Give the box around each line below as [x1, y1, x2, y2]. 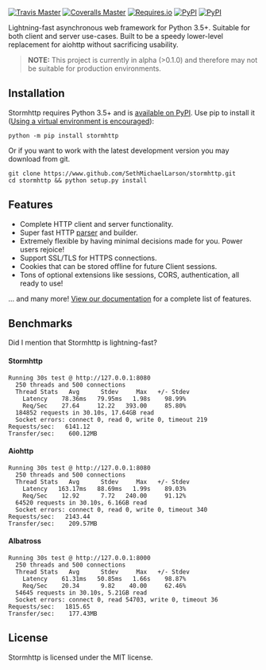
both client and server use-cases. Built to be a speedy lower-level [8, 32, 224, 41]
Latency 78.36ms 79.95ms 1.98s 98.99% [22, 395, 187, 403]
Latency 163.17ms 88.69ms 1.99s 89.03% [22, 485, 187, 493]
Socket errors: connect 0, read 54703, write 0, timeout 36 [15, 596, 218, 604]
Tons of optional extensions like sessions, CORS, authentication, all [19, 270, 240, 279]
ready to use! [19, 279, 64, 288]
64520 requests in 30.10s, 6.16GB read [15, 498, 148, 507]
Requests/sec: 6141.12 [8, 423, 91, 430]
